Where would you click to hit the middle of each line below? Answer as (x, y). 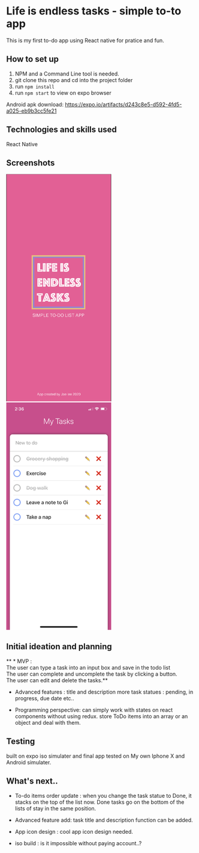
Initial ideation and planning (59, 646)
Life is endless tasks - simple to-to (94, 11)
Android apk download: (35, 104)
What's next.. (32, 781)
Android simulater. (29, 762)
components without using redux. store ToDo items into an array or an (101, 716)
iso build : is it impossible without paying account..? (78, 843)
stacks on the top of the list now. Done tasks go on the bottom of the (99, 802)
